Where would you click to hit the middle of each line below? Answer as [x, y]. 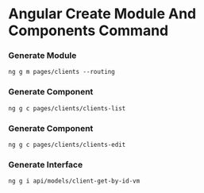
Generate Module [42, 56]
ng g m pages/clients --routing [62, 72]
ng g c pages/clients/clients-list [67, 108]
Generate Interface [46, 165]
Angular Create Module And [102, 14]
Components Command [89, 31]
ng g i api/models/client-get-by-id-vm [74, 181]
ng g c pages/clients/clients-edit [67, 145]
